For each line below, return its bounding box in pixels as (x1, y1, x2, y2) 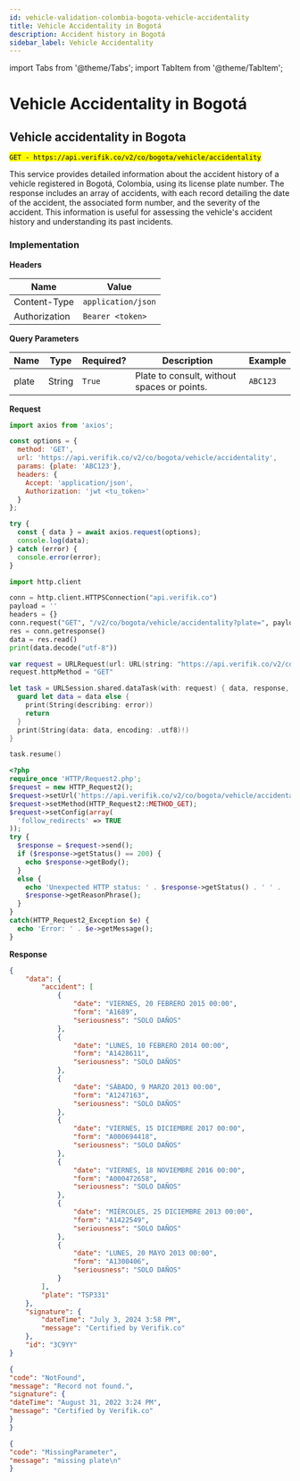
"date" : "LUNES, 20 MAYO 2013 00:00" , (72, 1249, 218, 1258)
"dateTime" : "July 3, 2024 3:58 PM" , (41, 1315, 181, 1324)
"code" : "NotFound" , (9, 1373, 87, 1383)
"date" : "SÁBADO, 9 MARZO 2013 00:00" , (72, 1082, 221, 1092)
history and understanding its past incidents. (9, 217, 173, 227)
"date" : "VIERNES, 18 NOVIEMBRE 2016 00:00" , (72, 1165, 246, 1175)
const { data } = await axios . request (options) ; (17, 528, 202, 537)
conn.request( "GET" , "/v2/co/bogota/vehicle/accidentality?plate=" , (9, 618, 270, 627)
